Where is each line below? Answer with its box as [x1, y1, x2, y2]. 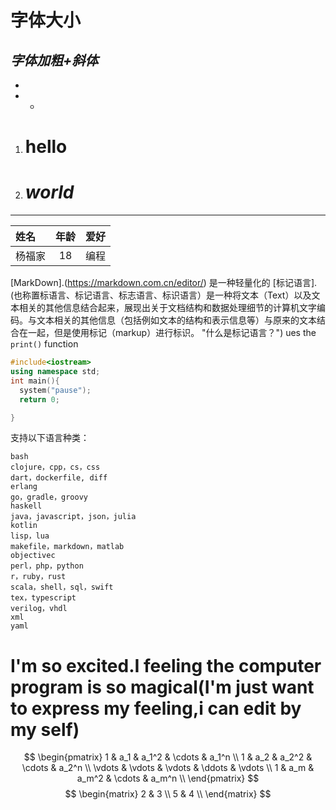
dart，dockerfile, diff [10, 473, 108, 483]
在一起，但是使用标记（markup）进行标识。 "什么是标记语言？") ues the [18, 327, 317, 339]
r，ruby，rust [10, 572, 67, 582]
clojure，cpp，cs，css [10, 462, 101, 473]
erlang [10, 482, 38, 492]
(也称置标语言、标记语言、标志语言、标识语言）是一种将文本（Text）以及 [10, 289, 312, 301]
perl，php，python [10, 561, 84, 571]
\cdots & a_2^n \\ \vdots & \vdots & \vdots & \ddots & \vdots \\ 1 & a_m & [21, 762, 315, 774]
